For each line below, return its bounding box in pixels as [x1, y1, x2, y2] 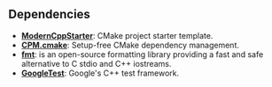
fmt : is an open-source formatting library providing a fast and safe [20, 48, 264, 60]
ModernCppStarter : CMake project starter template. [20, 30, 214, 40]
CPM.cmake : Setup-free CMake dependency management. [20, 40, 240, 50]
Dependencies [8, 7, 90, 22]
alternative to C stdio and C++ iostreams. [20, 58, 172, 69]
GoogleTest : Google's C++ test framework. [20, 68, 180, 78]
